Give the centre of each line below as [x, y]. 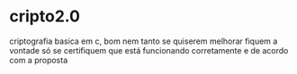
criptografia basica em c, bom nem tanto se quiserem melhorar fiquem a [144, 41]
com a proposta [39, 60]
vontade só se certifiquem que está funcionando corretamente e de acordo [149, 50]
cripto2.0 [45, 16]
